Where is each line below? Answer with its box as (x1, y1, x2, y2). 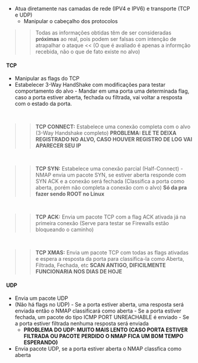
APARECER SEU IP (35, 142, 81, 149)
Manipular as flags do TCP (14, 75, 80, 82)
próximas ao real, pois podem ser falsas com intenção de (35, 36, 177, 42)
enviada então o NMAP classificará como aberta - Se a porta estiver (14, 307, 182, 314)
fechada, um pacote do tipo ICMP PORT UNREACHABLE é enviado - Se (14, 314, 190, 321)
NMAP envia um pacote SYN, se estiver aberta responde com (35, 172, 187, 179)
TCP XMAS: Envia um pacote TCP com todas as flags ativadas (35, 249, 189, 256)
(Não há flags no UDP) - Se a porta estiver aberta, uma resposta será (14, 301, 184, 308)
